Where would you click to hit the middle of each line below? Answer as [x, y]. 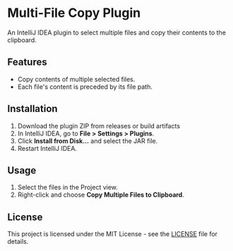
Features [27, 62]
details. [18, 242]
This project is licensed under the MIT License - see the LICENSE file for [112, 234]
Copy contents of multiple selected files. [76, 79]
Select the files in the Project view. [68, 188]
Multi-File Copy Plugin [74, 13]
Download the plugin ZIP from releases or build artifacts [99, 125]
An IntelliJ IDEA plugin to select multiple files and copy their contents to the [116, 32]
